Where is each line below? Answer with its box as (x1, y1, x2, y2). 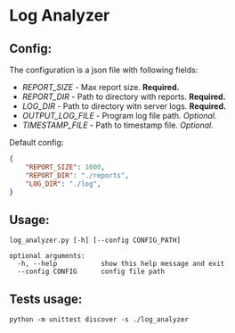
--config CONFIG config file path (17, 267, 166, 277)
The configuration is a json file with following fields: (9, 64, 199, 75)
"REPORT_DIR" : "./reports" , (25, 171, 129, 179)
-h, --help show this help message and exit (17, 260, 225, 269)
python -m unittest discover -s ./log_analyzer (9, 315, 190, 324)
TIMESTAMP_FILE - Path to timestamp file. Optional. (21, 120, 214, 130)
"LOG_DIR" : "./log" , (25, 179, 101, 188)
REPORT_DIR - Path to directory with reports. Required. (21, 91, 226, 102)
